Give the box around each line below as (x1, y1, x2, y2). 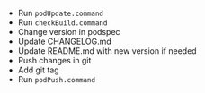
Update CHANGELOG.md (17, 36, 112, 46)
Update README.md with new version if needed (17, 46, 197, 56)
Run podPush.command (17, 74, 96, 84)
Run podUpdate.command (17, 8, 103, 18)
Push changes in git (17, 55, 92, 65)
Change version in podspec (17, 27, 120, 37)
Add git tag (17, 64, 60, 75)
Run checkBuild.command (17, 17, 108, 28)
